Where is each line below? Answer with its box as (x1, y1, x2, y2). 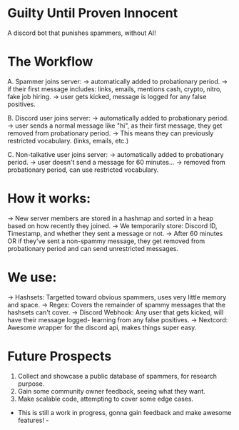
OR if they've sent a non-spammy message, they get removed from (7, 237, 205, 245)
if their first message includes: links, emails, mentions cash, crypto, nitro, (7, 84, 223, 93)
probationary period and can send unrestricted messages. (7, 244, 178, 252)
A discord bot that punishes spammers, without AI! (7, 29, 156, 37)
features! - (17, 416, 49, 424)
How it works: (7, 190, 91, 207)
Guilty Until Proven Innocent (7, 5, 178, 21)
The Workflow (7, 53, 93, 70)
